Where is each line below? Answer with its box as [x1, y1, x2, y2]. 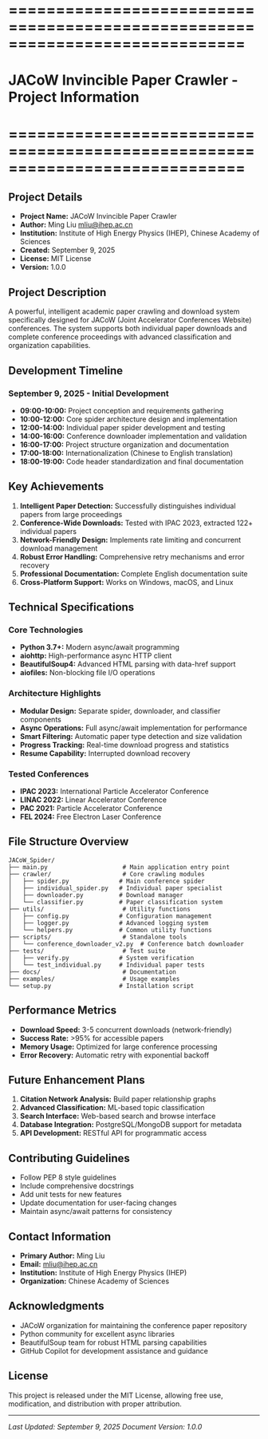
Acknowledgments [8, 1299, 105, 1313]
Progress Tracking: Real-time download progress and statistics [19, 740, 230, 749]
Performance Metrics [8, 1003, 117, 1018]
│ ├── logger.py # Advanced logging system [8, 919, 209, 927]
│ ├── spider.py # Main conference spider [8, 877, 205, 885]
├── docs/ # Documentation [8, 967, 177, 976]
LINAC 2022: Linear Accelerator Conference [19, 795, 167, 804]
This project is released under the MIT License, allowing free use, [8, 1390, 223, 1400]
